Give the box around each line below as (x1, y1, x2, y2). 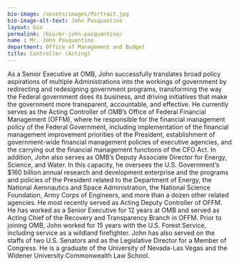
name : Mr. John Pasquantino (7, 37, 94, 44)
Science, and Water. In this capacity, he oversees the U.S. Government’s (7, 160, 220, 169)
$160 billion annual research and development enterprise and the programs (7, 168, 229, 177)
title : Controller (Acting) (7, 51, 91, 58)
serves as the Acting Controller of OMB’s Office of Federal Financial (7, 108, 206, 116)
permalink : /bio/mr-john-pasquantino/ (7, 30, 123, 38)
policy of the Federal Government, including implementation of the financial (7, 122, 229, 131)
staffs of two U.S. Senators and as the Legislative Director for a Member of (7, 236, 227, 244)
